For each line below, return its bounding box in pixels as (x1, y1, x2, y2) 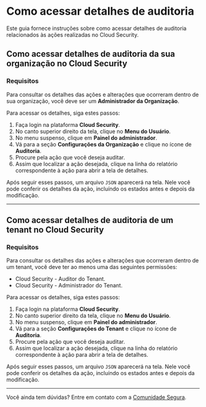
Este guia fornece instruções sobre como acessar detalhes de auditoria (6, 25, 187, 32)
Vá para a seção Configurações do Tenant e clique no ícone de (15, 325, 177, 332)
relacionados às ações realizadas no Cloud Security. (6, 31, 139, 38)
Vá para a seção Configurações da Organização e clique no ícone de (15, 140, 192, 148)
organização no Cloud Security (6, 58, 128, 69)
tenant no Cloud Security (6, 225, 104, 235)
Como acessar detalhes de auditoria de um (6, 215, 174, 226)
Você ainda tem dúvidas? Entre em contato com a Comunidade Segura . (6, 394, 187, 401)
